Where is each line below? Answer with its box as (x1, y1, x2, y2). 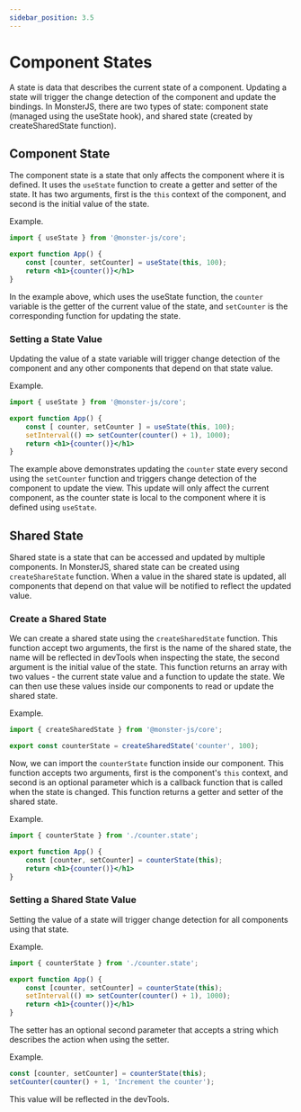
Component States (9, 51, 153, 72)
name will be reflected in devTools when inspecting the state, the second (9, 652, 280, 663)
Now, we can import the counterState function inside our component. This (9, 758, 285, 769)
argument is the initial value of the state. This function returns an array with (9, 662, 288, 673)
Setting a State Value (9, 332, 103, 345)
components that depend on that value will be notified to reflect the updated (9, 581, 292, 592)
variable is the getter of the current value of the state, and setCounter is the (9, 301, 288, 312)
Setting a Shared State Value (9, 893, 137, 906)
